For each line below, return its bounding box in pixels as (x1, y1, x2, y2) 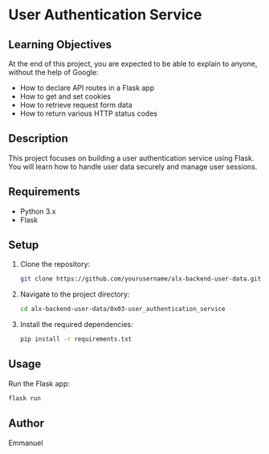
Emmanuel (8, 438, 43, 448)
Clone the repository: (19, 260, 91, 269)
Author (8, 416, 44, 431)
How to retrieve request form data (19, 100, 132, 109)
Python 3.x (19, 207, 56, 216)
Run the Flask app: (8, 378, 71, 388)
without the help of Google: (8, 67, 99, 77)
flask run (8, 394, 42, 403)
